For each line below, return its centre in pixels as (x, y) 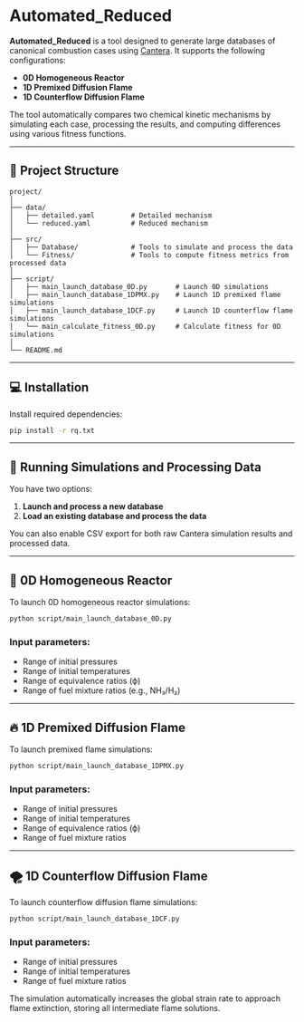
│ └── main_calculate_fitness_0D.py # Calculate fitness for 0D (145, 326)
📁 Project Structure (64, 171)
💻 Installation (49, 387)
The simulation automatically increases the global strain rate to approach (145, 998)
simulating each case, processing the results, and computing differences (145, 124)
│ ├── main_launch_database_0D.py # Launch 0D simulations (139, 286)
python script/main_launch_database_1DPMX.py (96, 766)
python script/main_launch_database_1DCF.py (95, 919)
